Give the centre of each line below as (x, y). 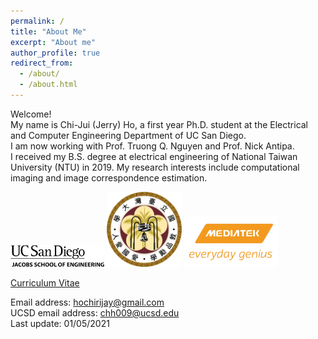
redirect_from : (42, 63)
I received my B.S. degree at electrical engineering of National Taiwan (154, 156)
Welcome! (31, 114)
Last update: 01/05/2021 (60, 323)
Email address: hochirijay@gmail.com (87, 302)
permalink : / (37, 21)
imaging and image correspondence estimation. (109, 177)
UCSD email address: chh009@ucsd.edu (95, 312)
